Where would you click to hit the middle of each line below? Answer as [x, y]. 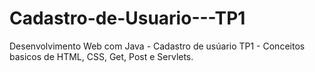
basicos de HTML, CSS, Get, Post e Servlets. [101, 56]
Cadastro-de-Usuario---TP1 [127, 18]
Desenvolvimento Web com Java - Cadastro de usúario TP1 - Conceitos [157, 46]
